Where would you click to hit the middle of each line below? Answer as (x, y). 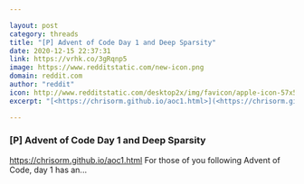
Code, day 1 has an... (48, 170)
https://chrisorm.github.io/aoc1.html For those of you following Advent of (145, 160)
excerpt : (26, 101)
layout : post (34, 25)
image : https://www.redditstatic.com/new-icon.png (107, 68)
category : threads (44, 34)
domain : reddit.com (46, 76)
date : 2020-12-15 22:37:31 (60, 51)
